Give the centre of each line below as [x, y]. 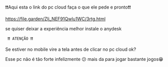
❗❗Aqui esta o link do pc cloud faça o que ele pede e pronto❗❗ [68, 7]
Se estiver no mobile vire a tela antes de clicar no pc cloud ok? [71, 49]
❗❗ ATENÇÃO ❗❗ [20, 39]
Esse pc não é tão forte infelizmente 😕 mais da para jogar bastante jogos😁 [84, 59]
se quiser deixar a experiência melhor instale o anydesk [63, 29]
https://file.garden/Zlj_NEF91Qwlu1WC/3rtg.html [55, 19]
